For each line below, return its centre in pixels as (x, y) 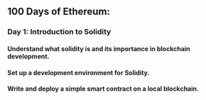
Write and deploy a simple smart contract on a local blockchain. (103, 89)
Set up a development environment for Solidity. (78, 72)
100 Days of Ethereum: (59, 12)
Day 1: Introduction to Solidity (59, 32)
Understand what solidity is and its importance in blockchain (99, 48)
